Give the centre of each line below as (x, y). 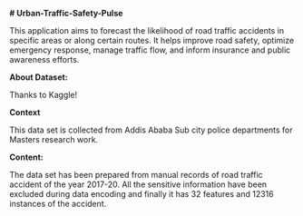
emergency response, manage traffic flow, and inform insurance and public (150, 50)
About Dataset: (39, 77)
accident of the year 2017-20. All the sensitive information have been (138, 184)
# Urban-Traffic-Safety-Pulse (66, 13)
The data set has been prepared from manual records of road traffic (136, 175)
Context (25, 112)
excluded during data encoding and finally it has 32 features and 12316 (142, 194)
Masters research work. (54, 139)
